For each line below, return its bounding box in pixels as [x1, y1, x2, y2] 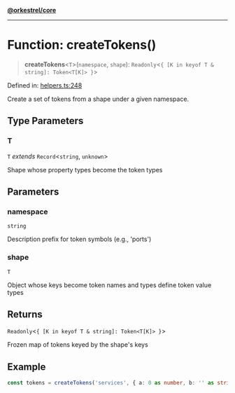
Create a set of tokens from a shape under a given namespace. [7, 95, 190, 103]
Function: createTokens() [7, 37, 157, 53]
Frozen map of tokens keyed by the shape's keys [7, 340, 148, 349]
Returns [7, 308, 43, 320]
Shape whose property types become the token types [7, 165, 163, 174]
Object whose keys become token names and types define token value [7, 280, 212, 289]
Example [7, 361, 46, 373]
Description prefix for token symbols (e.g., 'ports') [7, 235, 152, 244]
